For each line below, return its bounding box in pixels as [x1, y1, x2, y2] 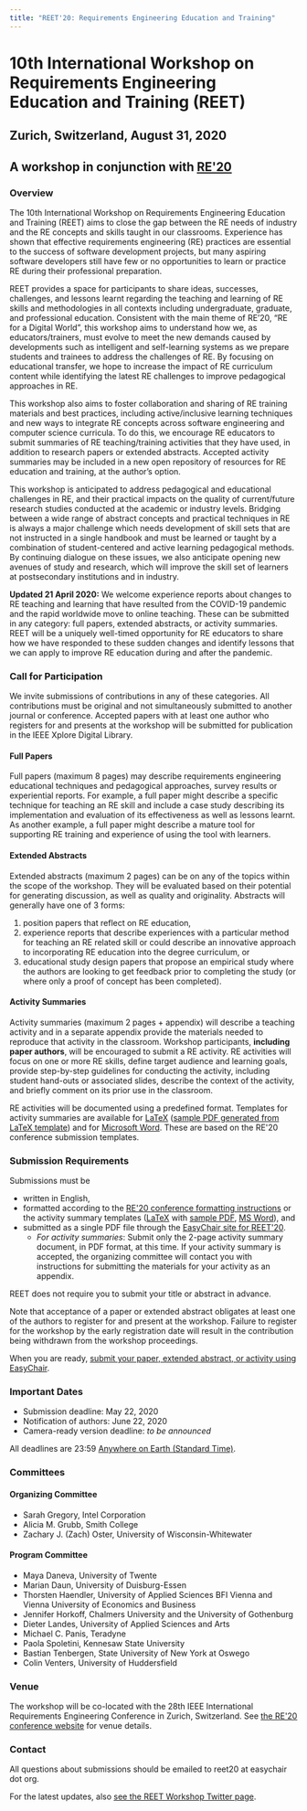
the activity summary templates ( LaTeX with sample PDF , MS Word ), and [22, 1212, 296, 1223]
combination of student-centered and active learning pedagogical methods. [9, 541, 295, 553]
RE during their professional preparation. [9, 265, 163, 276]
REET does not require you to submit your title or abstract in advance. [9, 1288, 271, 1299]
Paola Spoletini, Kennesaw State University [22, 1637, 185, 1648]
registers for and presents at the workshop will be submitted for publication [9, 719, 293, 731]
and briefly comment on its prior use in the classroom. [9, 1084, 213, 1095]
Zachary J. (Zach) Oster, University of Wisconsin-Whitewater [22, 1529, 253, 1539]
